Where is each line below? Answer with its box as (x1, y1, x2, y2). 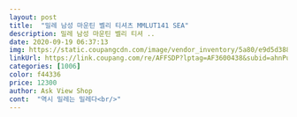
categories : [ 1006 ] (9, 62, 81, 71)
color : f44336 (9, 70, 62, 79)
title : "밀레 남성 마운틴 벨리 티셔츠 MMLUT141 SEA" (9, 21, 189, 30)
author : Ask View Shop (9, 86, 93, 95)
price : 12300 (9, 78, 57, 87)
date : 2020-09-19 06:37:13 (9, 37, 109, 47)
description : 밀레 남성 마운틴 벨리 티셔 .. (9, 29, 156, 38)
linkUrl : (9, 54, 42, 62)
